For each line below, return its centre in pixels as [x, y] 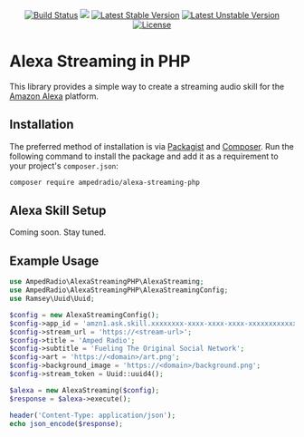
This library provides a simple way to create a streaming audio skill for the [147, 86]
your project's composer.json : [64, 165]
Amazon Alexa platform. [54, 96]
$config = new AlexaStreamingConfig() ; [85, 315]
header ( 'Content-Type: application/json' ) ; [93, 415]
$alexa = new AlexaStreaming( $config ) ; [85, 390]
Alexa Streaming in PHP [100, 61]
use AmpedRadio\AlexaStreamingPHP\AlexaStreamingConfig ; [119, 290]
